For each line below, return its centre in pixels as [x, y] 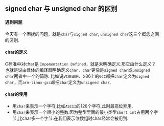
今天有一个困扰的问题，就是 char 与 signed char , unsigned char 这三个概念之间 [82, 34]
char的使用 [16, 94]
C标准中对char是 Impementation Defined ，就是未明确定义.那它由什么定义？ [80, 64]
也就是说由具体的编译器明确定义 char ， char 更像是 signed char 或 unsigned [78, 70]
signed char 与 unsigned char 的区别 [61, 9]
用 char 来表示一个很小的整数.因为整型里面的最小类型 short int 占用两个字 [85, 112]
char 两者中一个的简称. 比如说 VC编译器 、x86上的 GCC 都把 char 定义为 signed [77, 76]
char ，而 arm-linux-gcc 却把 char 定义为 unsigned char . [58, 82]
